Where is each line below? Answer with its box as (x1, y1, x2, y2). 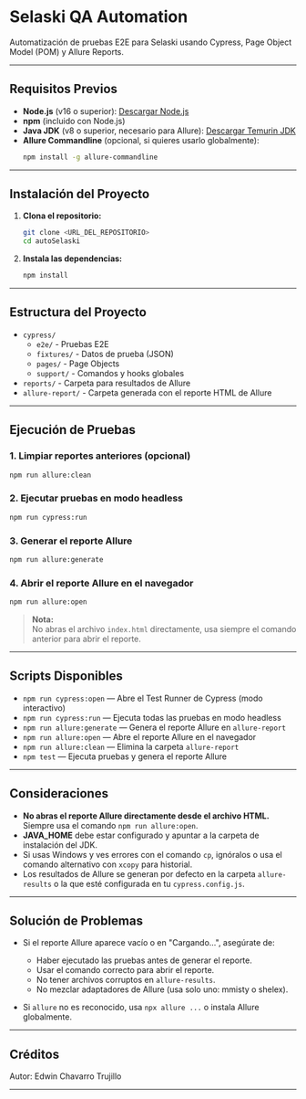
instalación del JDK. (22, 839, 98, 851)
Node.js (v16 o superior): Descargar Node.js (22, 105, 189, 116)
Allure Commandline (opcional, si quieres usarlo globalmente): (22, 134, 260, 145)
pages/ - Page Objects (36, 358, 120, 369)
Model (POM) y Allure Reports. (9, 46, 125, 57)
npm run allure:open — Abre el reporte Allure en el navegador (22, 731, 257, 742)
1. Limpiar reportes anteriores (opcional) (9, 449, 191, 462)
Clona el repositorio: (22, 210, 102, 221)
